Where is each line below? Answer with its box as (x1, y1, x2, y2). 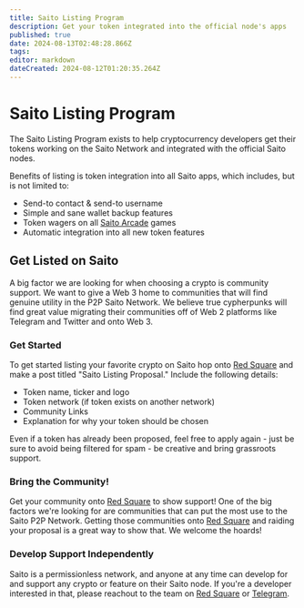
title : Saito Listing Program (9, 13, 125, 23)
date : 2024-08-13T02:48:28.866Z (9, 38, 132, 48)
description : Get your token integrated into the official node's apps (9, 22, 287, 31)
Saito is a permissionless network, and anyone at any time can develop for (9, 568, 289, 579)
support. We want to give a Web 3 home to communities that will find (9, 287, 269, 298)
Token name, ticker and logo (22, 386, 130, 397)
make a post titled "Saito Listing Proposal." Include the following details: (9, 369, 279, 380)
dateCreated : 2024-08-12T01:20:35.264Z (9, 65, 161, 74)
